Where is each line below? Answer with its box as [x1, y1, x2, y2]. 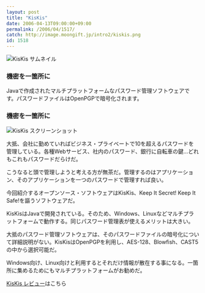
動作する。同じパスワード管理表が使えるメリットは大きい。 [43, 217, 194, 225]
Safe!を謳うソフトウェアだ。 [6, 197, 78, 204]
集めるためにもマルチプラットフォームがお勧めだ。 [17, 267, 146, 274]
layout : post [6, 9, 40, 15]
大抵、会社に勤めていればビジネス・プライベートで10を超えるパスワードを [6, 139, 195, 147]
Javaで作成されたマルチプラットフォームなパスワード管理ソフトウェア [6, 87, 185, 95]
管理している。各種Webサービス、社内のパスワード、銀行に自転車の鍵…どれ [6, 147, 199, 155]
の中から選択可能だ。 [6, 246, 60, 253]
